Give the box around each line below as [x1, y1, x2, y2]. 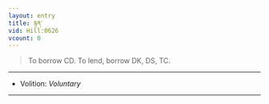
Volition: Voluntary [19, 79, 82, 89]
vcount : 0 [8, 34, 42, 42]
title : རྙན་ [8, 19, 42, 27]
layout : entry [8, 11, 56, 20]
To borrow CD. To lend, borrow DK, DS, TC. [27, 56, 171, 66]
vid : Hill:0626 [8, 26, 59, 34]
